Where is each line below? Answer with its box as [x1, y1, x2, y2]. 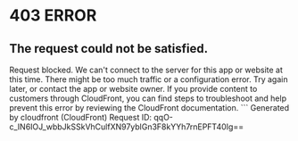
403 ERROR [9, 5, 97, 26]
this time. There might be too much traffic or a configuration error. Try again [9, 74, 288, 85]
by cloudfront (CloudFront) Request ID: [9, 112, 153, 122]
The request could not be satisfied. [9, 41, 208, 56]
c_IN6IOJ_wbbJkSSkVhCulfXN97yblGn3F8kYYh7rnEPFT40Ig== [9, 121, 244, 132]
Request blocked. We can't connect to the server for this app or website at [9, 64, 284, 75]
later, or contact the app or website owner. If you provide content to [9, 84, 258, 94]
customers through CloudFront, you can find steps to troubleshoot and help [9, 93, 287, 104]
